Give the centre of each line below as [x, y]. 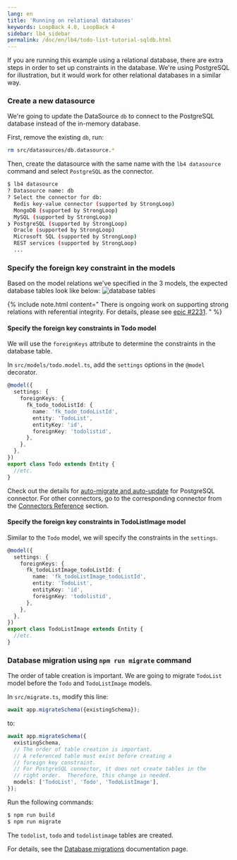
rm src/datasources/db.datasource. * [61, 150]
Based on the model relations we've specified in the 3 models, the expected [117, 284]
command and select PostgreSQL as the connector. [80, 171]
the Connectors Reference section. [58, 506]
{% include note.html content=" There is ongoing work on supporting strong [118, 305]
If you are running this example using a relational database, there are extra [115, 60]
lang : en [20, 14]
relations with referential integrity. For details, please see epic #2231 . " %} [115, 312]
